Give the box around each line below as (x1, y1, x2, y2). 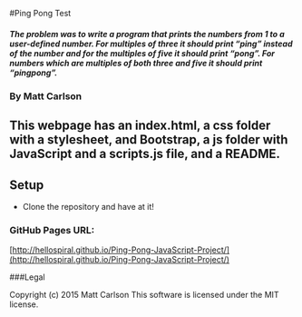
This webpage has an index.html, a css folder (9, 118, 271, 134)
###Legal (9, 272, 45, 282)
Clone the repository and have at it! (22, 202, 154, 213)
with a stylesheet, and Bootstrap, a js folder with (9, 132, 288, 148)
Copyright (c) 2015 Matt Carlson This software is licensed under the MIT (9, 290, 279, 301)
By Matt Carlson (9, 90, 83, 103)
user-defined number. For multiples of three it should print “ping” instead (9, 38, 293, 49)
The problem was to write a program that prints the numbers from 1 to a (9, 28, 286, 39)
